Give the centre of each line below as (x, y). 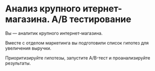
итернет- (102, 9)
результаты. (18, 63)
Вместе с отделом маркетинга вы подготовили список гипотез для (77, 42)
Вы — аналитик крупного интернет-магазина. (54, 33)
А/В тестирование (91, 19)
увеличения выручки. (28, 48)
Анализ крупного (43, 9)
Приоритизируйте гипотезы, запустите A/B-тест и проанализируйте (78, 57)
